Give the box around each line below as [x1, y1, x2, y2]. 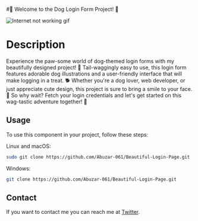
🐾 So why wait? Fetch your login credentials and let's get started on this [6, 91, 182, 99]
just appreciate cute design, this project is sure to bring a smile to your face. [6, 85, 193, 92]
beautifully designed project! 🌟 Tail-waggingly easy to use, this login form [6, 64, 187, 71]
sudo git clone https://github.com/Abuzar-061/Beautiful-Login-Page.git [6, 154, 190, 160]
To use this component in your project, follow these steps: [6, 131, 149, 138]
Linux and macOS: [6, 143, 51, 150]
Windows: [6, 165, 31, 172]
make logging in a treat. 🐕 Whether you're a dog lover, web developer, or [6, 77, 186, 84]
